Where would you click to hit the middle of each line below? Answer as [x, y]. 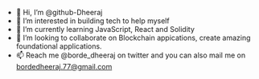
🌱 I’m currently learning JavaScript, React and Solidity [105, 29]
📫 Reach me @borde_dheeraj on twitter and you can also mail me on [131, 55]
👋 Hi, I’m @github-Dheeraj [59, 12]
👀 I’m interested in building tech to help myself [93, 21]
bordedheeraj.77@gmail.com [64, 67]
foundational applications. [59, 46]
